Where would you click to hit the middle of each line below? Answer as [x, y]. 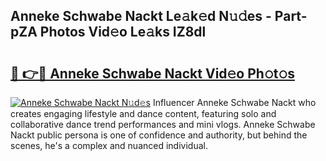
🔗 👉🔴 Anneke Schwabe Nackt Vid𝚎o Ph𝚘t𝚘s [152, 73]
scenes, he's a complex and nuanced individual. [109, 145]
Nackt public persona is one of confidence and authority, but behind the [159, 135]
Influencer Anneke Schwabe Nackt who [234, 102]
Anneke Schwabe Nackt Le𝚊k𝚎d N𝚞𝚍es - [141, 16]
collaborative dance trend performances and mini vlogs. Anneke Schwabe [163, 124]
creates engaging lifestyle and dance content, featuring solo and [143, 113]
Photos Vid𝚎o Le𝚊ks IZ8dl [123, 32]
